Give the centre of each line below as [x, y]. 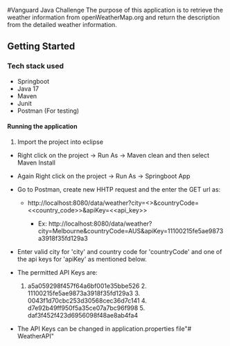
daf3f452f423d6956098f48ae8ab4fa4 [83, 315]
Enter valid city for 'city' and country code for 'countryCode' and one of [120, 251]
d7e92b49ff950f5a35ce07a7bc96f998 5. [86, 308]
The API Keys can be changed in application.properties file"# [104, 329]
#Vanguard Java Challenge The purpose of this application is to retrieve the [115, 10]
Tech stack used [36, 66]
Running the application [42, 127]
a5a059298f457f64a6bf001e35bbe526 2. [87, 286]
